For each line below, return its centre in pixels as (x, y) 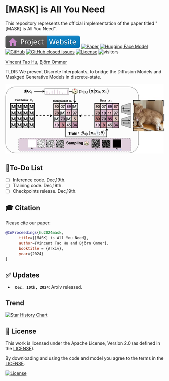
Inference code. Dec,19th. (39, 180)
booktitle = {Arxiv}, (41, 248)
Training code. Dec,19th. (37, 186)
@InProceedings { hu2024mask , (35, 233)
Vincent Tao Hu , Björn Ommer (36, 62)
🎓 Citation (23, 208)
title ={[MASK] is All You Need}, (54, 238)
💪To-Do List (24, 168)
